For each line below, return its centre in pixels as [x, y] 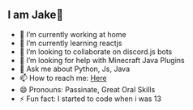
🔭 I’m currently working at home [73, 34]
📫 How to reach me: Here [63, 78]
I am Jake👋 [36, 15]
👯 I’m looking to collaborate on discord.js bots [96, 51]
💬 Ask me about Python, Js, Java [75, 69]
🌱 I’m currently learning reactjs [71, 43]
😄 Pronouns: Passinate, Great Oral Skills [87, 89]
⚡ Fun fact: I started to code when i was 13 [90, 99]
